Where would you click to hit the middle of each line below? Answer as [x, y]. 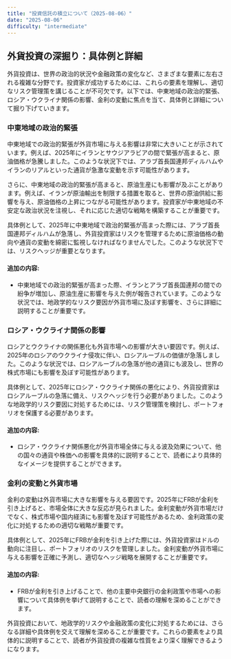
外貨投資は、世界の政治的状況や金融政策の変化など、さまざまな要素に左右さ [115, 74]
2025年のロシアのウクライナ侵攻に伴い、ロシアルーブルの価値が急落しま [111, 355]
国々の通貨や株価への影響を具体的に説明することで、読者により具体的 [122, 455]
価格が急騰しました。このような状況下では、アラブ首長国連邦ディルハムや [118, 161]
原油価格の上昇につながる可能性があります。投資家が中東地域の [127, 202]
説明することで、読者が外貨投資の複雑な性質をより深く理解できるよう [124, 640]
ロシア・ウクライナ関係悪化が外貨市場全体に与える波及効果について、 [116, 447]
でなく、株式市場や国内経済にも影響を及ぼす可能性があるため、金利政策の [112, 517]
